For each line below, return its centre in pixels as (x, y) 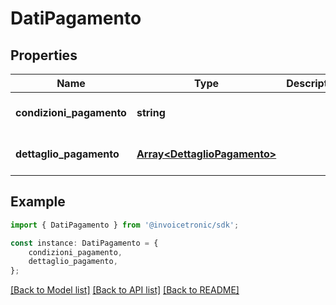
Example (38, 202)
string (151, 112)
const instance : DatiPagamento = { (84, 243)
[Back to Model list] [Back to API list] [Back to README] (125, 290)
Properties (44, 55)
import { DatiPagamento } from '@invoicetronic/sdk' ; (125, 225)
